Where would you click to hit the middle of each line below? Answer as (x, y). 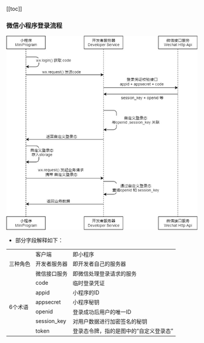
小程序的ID (86, 293)
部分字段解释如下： (39, 240)
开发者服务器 (52, 264)
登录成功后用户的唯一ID (102, 311)
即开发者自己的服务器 (99, 264)
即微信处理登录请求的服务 (104, 273)
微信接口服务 (52, 273)
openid (44, 311)
